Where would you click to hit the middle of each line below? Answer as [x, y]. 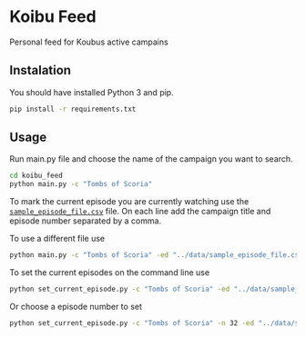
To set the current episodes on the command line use [110, 273]
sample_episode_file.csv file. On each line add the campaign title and [140, 212]
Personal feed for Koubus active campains [89, 42]
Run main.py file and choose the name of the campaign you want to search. [151, 159]
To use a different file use [57, 239]
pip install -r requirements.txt [73, 109]
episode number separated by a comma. [86, 221]
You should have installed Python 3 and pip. [92, 92]
